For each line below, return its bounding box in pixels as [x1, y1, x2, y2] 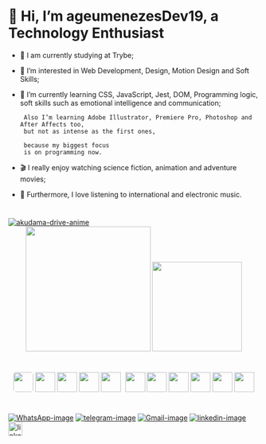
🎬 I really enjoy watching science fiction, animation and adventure [19, 162, 237, 172]
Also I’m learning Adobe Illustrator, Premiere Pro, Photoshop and [23, 113, 252, 122]
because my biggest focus [23, 141, 110, 150]
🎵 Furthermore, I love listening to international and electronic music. [19, 189, 242, 199]
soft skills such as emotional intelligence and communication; [19, 98, 221, 107]
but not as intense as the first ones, [23, 127, 156, 135]
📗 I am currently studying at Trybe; [19, 50, 134, 60]
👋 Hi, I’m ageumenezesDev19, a [8, 7, 219, 25]
